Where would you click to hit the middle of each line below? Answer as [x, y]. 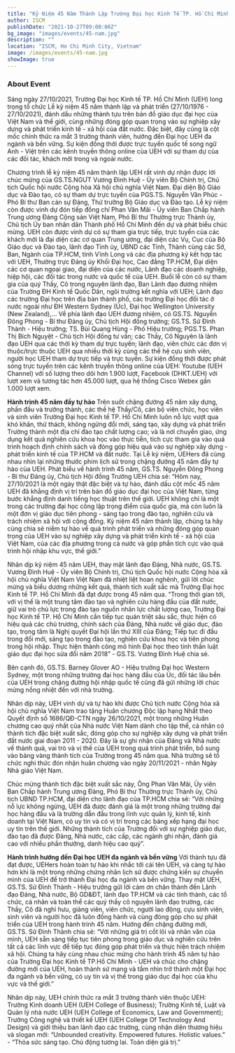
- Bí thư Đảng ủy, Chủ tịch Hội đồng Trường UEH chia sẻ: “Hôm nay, [105, 477]
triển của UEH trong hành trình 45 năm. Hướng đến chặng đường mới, [107, 924]
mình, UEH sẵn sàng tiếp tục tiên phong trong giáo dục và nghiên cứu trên [114, 939]
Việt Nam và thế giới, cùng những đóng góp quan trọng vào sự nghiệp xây [114, 122]
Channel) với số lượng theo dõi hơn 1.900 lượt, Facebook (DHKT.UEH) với [113, 374]
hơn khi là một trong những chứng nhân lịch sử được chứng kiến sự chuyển [115, 872]
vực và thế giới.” [31, 984]
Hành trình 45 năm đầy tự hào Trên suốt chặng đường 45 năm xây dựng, [113, 402]
